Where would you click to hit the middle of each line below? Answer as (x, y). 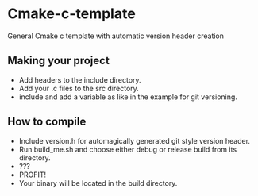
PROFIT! (33, 175)
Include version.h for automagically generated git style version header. (135, 140)
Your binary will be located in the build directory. (98, 183)
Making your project (59, 61)
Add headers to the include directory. (80, 79)
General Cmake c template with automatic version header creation (116, 36)
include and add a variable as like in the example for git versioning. (128, 97)
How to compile (47, 122)
